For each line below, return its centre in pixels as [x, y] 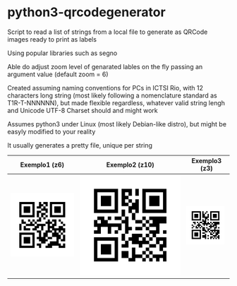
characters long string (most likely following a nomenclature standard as [112, 95]
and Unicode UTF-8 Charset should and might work [83, 110]
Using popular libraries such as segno [62, 53]
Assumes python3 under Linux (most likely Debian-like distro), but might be [117, 124]
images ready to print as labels [52, 39]
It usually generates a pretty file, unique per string [80, 145]
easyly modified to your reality [51, 131]
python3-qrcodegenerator [86, 12]
